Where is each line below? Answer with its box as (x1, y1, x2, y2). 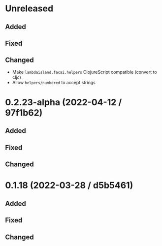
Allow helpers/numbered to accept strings (12, 79, 96, 85)
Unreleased (5, 3, 54, 14)
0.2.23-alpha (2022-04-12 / (5, 96, 122, 108)
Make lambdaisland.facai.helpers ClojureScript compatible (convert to (12, 69, 157, 75)
